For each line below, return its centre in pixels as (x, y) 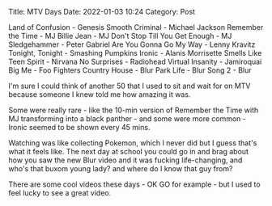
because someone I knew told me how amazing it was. (100, 95)
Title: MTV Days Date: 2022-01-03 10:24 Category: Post (102, 12)
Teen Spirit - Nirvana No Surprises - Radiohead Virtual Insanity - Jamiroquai (135, 61)
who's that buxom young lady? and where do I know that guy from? (121, 168)
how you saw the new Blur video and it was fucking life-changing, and (125, 160)
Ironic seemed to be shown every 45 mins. (79, 127)
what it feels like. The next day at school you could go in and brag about (129, 151)
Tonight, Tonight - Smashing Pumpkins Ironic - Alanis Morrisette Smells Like (135, 53)
